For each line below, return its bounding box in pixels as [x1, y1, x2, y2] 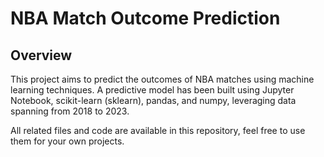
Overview [10, 47, 73, 64]
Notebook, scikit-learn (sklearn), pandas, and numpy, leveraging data [10, 95, 297, 106]
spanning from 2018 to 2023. [10, 105, 130, 117]
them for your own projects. [10, 135, 125, 147]
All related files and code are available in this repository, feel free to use [10, 125, 306, 136]
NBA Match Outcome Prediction [10, 7, 281, 30]
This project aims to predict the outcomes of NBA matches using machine [10, 73, 315, 85]
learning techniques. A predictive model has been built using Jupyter [10, 84, 295, 96]
